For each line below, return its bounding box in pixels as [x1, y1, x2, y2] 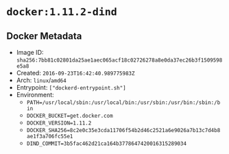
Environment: [16, 91, 54, 99]
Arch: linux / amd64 [16, 76, 67, 84]
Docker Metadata [6, 30, 82, 42]
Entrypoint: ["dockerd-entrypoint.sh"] [16, 84, 126, 91]
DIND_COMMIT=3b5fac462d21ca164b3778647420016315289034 [26, 140, 186, 147]
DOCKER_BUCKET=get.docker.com [26, 112, 114, 119]
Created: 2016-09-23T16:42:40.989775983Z [16, 69, 135, 77]
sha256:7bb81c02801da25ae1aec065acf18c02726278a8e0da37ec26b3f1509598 [16, 57, 223, 64]
